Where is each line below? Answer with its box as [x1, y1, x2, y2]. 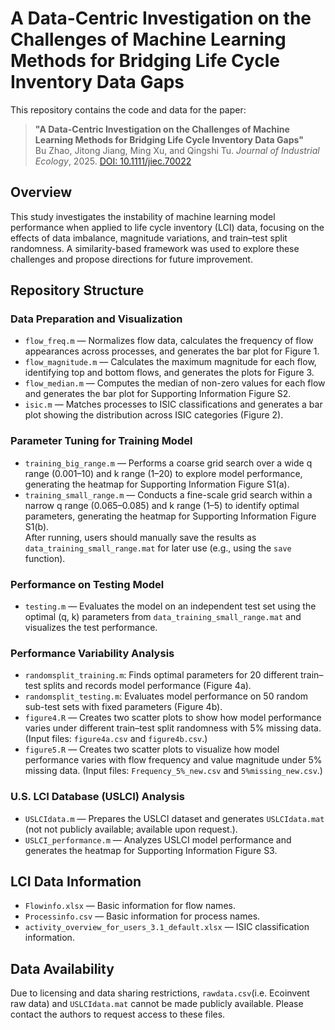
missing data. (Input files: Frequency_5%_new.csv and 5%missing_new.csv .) [24, 765, 323, 777]
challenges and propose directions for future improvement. [10, 253, 253, 265]
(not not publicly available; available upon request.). [24, 823, 238, 835]
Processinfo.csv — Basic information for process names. [24, 910, 261, 922]
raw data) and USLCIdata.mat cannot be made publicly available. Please [10, 998, 304, 1010]
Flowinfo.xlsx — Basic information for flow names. [24, 900, 236, 912]
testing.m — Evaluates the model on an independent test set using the [24, 600, 317, 612]
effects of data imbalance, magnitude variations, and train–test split [10, 232, 288, 244]
